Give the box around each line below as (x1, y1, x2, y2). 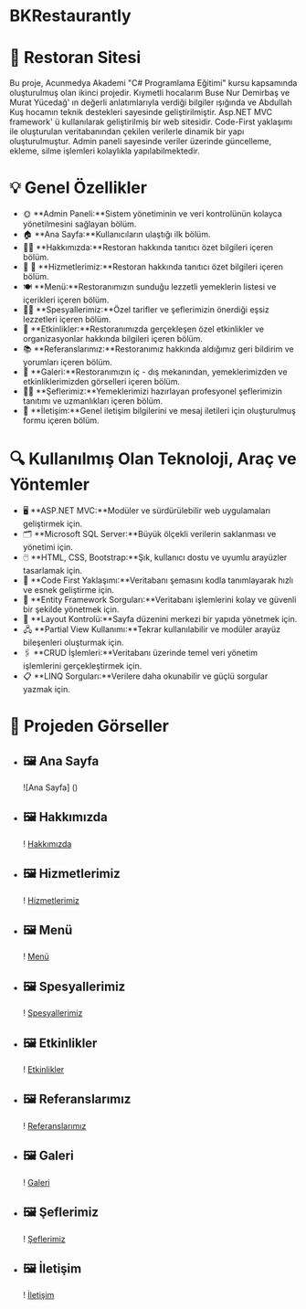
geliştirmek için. (22, 518, 83, 529)
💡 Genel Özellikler (9, 177, 148, 198)
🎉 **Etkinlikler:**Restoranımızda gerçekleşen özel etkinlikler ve (22, 323, 265, 334)
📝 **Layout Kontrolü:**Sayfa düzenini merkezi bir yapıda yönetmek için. (22, 614, 298, 624)
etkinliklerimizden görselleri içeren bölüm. (22, 376, 181, 387)
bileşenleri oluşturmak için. (22, 637, 125, 648)
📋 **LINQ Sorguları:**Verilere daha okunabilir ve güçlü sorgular (22, 670, 269, 681)
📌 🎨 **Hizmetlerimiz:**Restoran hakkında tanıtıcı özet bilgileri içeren (22, 261, 284, 272)
